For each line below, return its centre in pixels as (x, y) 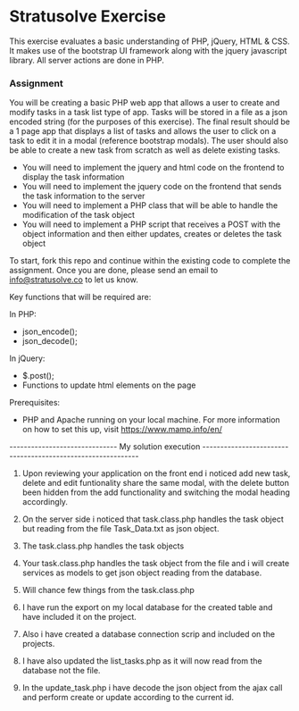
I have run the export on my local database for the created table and (147, 607)
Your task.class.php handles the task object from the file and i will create (156, 564)
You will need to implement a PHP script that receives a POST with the (151, 224)
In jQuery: (27, 358)
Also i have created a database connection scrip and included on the (148, 634)
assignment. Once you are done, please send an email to (114, 271)
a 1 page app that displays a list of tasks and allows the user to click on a (143, 131)
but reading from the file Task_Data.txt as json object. (120, 529)
